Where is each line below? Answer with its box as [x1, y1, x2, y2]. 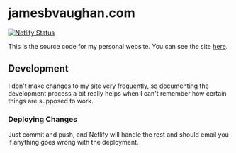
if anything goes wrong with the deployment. [8, 138, 139, 147]
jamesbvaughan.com [8, 5, 135, 21]
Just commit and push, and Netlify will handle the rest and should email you [8, 130, 230, 139]
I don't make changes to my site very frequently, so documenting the [8, 81, 210, 90]
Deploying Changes [8, 114, 77, 124]
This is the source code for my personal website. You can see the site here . [8, 42, 228, 50]
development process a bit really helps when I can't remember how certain [8, 89, 227, 97]
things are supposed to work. [8, 96, 94, 105]
